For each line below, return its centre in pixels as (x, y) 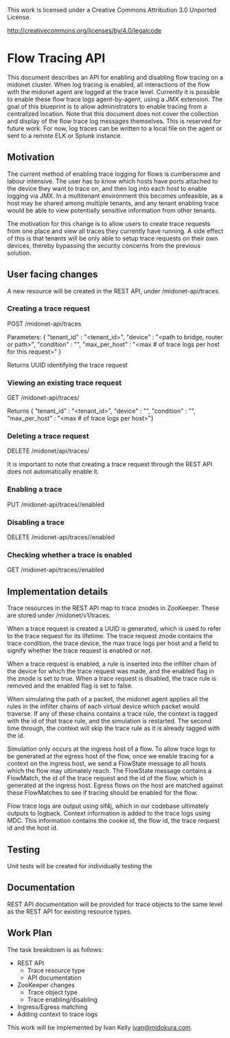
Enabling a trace (35, 489)
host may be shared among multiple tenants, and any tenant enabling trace (113, 203)
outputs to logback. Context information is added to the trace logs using (109, 813)
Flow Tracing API (56, 58)
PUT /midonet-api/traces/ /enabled (56, 504)
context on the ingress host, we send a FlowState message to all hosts (107, 764)
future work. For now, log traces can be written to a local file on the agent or (115, 128)
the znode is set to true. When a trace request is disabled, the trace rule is (112, 679)
